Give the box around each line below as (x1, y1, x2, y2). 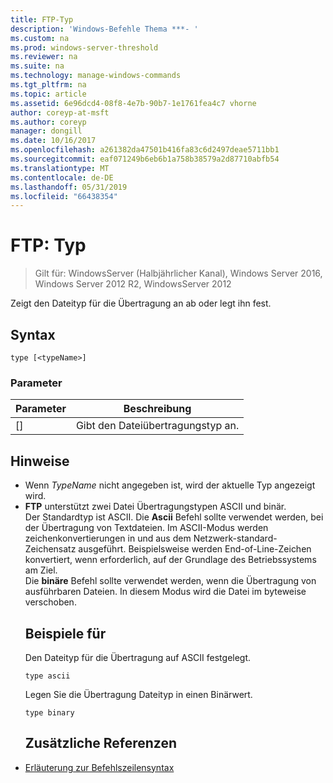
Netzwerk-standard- (193, 532, 278, 545)
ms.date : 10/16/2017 (10, 136, 97, 146)
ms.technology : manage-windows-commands (10, 71, 182, 81)
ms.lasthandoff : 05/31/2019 (10, 182, 128, 192)
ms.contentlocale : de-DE (10, 172, 114, 183)
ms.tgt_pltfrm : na (10, 80, 87, 90)
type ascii (24, 671, 71, 681)
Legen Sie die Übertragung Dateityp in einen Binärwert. (24, 688, 253, 700)
